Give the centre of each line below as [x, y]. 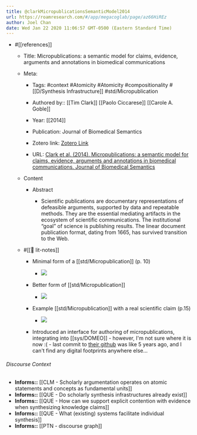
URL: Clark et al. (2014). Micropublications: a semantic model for [110, 155]
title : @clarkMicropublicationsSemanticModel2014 [68, 11]
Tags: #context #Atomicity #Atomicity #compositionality [100, 85]
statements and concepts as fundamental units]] [73, 389]
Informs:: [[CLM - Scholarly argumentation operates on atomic [91, 382]
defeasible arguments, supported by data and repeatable [110, 208]
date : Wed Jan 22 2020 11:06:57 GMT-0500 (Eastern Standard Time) [89, 28]
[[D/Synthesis [49, 91]
